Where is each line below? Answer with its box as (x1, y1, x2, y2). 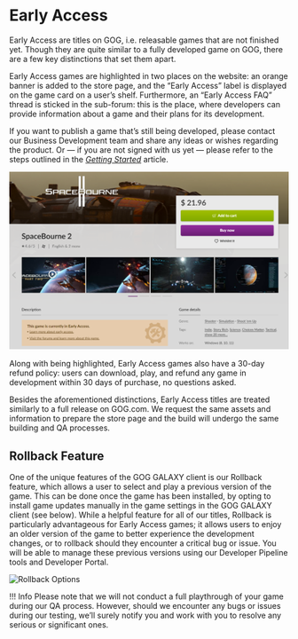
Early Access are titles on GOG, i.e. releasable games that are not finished (9, 35, 279, 45)
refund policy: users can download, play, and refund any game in (9, 367, 247, 378)
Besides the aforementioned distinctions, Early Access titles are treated (9, 394, 271, 405)
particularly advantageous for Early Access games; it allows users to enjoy (9, 519, 282, 530)
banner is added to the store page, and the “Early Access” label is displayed (9, 80, 287, 91)
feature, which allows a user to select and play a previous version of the (9, 481, 272, 493)
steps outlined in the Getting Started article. (9, 154, 169, 164)
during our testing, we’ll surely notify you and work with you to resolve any (9, 610, 282, 621)
